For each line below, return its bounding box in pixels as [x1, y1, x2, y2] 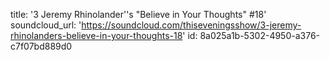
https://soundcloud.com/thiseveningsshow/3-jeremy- [81, 19, 302, 31]
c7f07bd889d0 [10, 40, 73, 52]
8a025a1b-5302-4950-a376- [199, 30, 321, 41]
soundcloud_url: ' [10, 19, 82, 31]
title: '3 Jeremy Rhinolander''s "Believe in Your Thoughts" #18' [10, 9, 267, 20]
